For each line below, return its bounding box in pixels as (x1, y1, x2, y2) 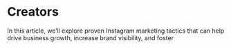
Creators (7, 4, 59, 20)
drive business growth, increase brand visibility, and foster (7, 33, 174, 42)
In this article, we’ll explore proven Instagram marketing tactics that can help (7, 27, 225, 35)
